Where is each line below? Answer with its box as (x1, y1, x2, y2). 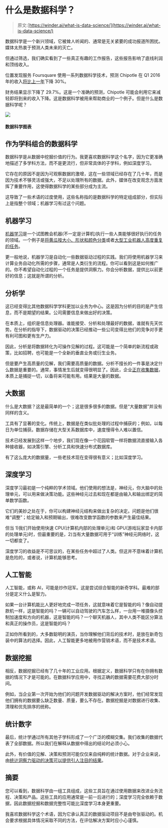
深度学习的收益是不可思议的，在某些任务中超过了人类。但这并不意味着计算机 (5, 548, 163, 554)
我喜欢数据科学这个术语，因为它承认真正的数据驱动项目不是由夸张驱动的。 (5, 811, 158, 817)
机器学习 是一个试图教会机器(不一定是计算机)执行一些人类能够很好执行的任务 (5, 231, 162, 237)
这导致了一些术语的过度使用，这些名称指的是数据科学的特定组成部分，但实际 (5, 194, 163, 200)
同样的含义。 (5, 409, 31, 416)
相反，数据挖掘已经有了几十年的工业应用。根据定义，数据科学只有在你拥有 (5, 668, 158, 674)
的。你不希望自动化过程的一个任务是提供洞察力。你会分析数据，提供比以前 (5, 267, 158, 273)
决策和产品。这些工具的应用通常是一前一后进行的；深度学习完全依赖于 (13, 794, 158, 800)
